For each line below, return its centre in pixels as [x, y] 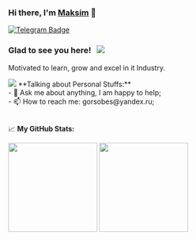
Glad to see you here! [50, 51]
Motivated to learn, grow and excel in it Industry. [87, 67]
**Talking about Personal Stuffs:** [75, 84]
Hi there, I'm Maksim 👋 [52, 13]
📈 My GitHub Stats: [41, 128]
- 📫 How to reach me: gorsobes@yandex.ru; [81, 101]
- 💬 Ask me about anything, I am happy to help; [85, 92]
